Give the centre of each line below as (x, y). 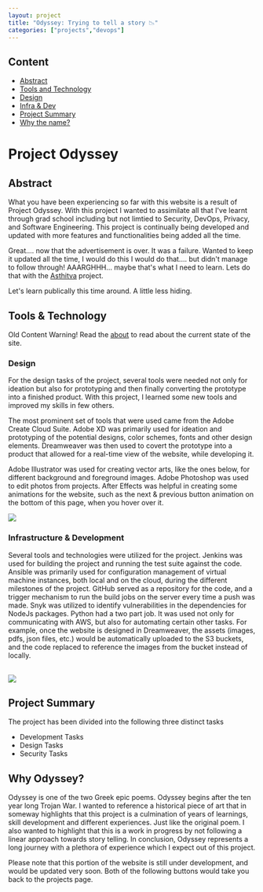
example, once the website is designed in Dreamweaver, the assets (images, (132, 630)
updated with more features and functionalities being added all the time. (124, 236)
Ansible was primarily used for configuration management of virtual (117, 571)
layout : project (35, 15)
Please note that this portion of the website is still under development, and (128, 863)
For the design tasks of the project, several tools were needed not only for (128, 380)
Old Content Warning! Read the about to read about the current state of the (130, 334)
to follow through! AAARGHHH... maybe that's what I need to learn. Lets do (129, 267)
